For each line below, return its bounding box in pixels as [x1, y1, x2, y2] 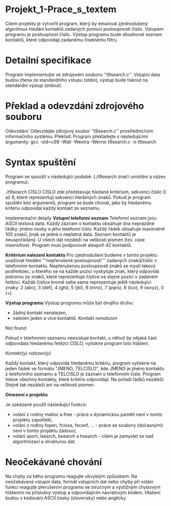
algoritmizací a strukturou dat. [12, 438, 76, 444]
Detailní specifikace [5, 55, 92, 66]
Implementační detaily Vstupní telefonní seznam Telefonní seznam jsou [5, 215, 157, 221]
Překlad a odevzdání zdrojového [5, 100, 144, 112]
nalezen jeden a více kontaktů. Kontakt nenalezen [12, 315, 118, 321]
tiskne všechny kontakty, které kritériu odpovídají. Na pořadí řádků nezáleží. [5, 376, 165, 382]
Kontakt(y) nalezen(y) [5, 350, 51, 356]
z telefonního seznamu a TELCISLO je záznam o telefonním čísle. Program [5, 371, 161, 377]
